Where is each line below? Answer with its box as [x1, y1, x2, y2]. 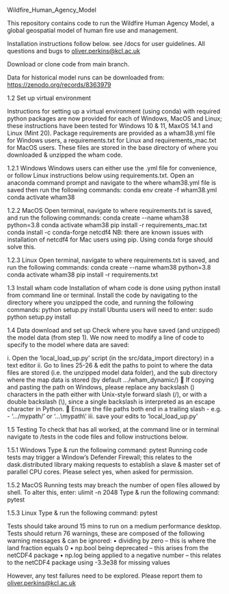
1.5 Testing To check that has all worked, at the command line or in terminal [7, 426, 219, 433]
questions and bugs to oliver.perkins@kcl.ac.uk [7, 47, 141, 55]
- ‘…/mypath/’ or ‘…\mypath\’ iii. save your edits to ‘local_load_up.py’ [7, 412, 198, 420]
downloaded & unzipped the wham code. [7, 151, 123, 159]
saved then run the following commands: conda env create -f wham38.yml [7, 186, 217, 194]
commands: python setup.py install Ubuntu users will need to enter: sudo [7, 306, 213, 313]
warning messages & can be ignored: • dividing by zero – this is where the [7, 537, 217, 545]
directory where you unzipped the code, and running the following [7, 298, 193, 307]
